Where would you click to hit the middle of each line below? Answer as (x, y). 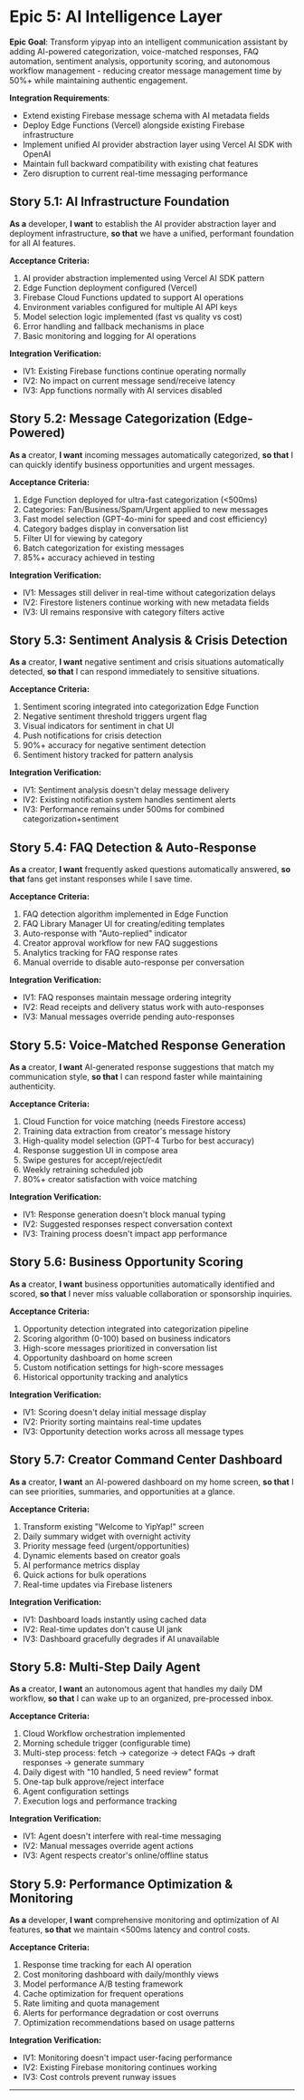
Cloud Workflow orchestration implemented (104, 1734)
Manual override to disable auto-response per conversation (133, 962)
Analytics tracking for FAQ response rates (100, 953)
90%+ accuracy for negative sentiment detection (114, 745)
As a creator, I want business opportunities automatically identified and (142, 1284)
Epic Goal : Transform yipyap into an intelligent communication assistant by (149, 42)
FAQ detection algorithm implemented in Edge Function (125, 914)
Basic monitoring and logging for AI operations (109, 335)
